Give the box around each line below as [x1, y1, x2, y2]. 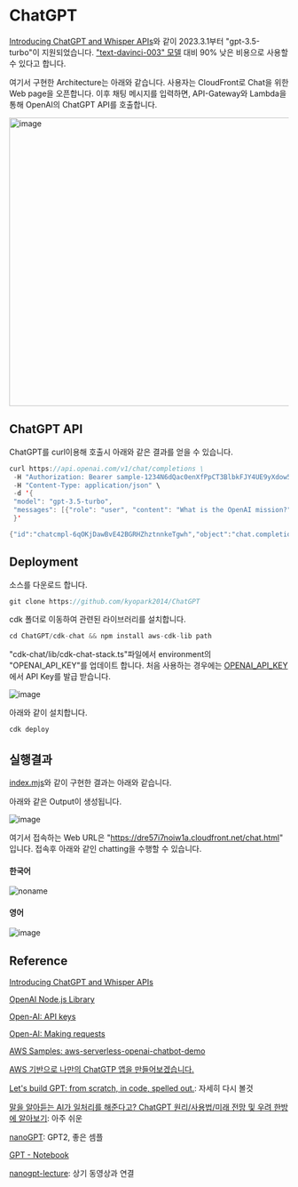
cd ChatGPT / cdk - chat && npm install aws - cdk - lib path [9, 632, 213, 641]
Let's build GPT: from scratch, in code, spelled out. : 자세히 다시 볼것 [9, 1083, 254, 1094]
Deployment [9, 555, 79, 570]
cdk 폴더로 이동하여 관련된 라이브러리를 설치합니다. [9, 614, 186, 625]
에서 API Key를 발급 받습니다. [9, 671, 111, 682]
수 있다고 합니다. [9, 58, 67, 68]
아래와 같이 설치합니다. [9, 708, 88, 718]
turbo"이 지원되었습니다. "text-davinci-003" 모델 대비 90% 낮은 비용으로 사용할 [9, 46, 288, 58]
